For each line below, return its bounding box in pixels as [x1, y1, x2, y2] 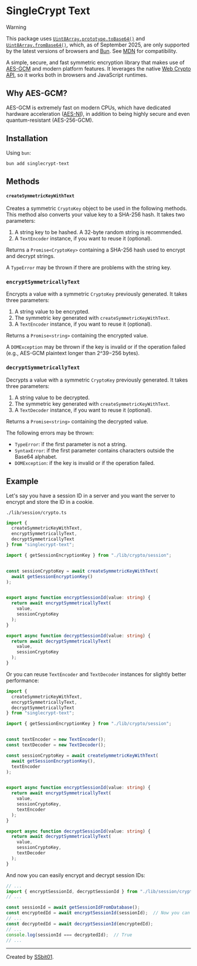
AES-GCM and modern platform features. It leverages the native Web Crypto [6, 65, 191, 72]
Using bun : [6, 149, 31, 156]
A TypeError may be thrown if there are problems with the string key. [6, 264, 172, 271]
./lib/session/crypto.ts [6, 510, 67, 516]
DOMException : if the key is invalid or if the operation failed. [14, 459, 155, 466]
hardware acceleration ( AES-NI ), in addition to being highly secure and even [6, 110, 191, 117]
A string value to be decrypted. [14, 394, 90, 401]
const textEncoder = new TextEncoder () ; [6, 737, 107, 743]
